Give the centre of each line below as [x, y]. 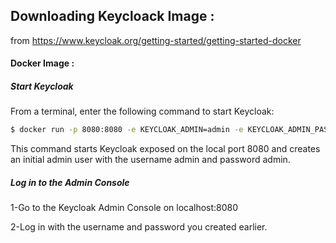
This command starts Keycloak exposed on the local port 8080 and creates [165, 149]
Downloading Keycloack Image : [112, 16]
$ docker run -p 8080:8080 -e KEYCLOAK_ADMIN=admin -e [127, 130]
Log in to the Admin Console [70, 182]
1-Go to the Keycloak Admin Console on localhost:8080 [124, 208]
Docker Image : [42, 63]
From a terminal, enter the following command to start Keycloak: [142, 111]
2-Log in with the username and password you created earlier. [139, 227]
